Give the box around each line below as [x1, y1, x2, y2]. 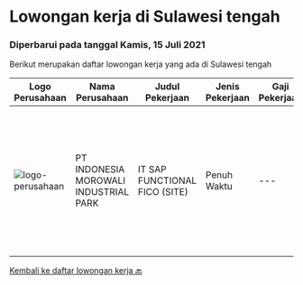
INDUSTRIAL [75, 186, 129, 198]
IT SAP [138, 163, 167, 176]
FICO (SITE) [138, 186, 188, 198]
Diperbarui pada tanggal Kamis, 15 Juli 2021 [9, 39, 206, 51]
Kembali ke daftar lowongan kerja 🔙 [9, 265, 142, 276]
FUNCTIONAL [138, 174, 197, 187]
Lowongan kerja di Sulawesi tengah [9, 6, 281, 27]
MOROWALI [75, 174, 126, 187]
